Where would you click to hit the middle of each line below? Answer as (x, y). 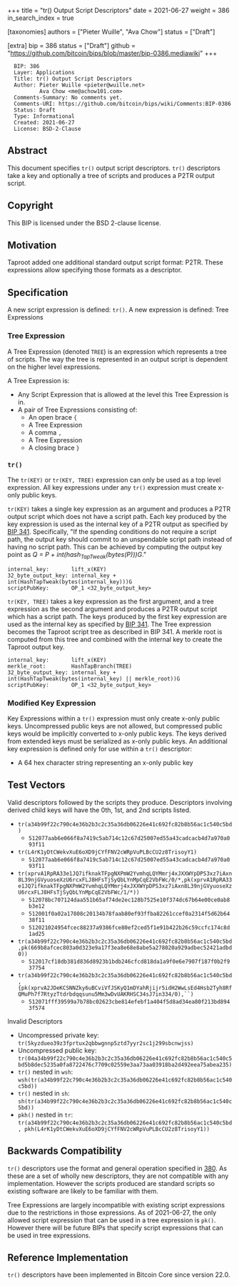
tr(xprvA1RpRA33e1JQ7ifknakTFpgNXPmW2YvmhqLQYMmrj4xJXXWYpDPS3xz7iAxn (125, 874)
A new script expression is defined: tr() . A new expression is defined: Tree (118, 310)
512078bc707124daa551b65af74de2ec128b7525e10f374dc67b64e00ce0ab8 (129, 900)
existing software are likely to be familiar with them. (83, 1191)
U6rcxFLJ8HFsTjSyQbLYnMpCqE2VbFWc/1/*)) (78, 892)
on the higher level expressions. (54, 367)
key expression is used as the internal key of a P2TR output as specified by (118, 524)
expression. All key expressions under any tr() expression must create (112, 487)
